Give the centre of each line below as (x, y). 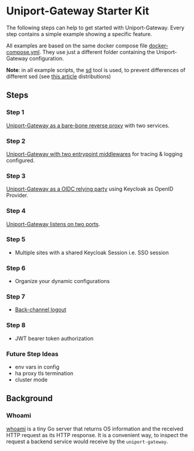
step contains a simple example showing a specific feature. (79, 34)
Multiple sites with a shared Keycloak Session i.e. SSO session (92, 252)
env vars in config (37, 367)
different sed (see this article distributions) (59, 76)
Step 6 (16, 268)
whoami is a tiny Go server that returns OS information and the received (95, 429)
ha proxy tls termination (44, 373)
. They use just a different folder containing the (97, 52)
